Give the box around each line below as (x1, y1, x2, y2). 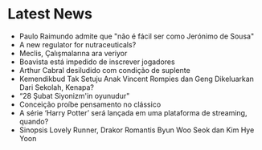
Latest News (7, 5, 93, 23)
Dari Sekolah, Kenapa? (18, 82, 94, 92)
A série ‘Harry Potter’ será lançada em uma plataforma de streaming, (18, 107, 248, 117)
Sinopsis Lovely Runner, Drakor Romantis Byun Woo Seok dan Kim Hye (18, 125, 255, 135)
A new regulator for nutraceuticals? (18, 39, 137, 49)
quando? (18, 116, 49, 126)
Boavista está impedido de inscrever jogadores (18, 57, 175, 67)
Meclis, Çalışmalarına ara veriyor (18, 48, 128, 58)
